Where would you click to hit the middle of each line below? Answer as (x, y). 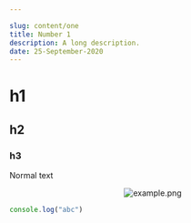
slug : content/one (44, 25)
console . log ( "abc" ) (46, 210)
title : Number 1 (40, 34)
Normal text (31, 176)
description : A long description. (75, 43)
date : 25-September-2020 (56, 51)
